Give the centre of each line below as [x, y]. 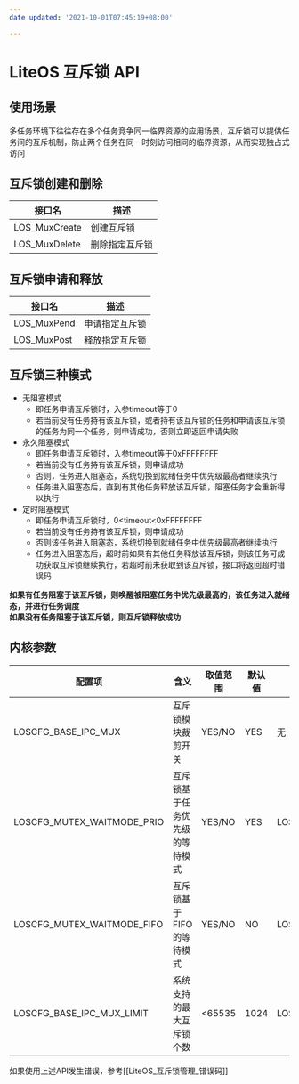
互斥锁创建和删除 [56, 184]
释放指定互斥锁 [115, 341]
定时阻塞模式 [45, 509]
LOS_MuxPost [43, 340]
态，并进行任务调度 [44, 606]
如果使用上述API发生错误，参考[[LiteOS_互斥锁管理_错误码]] [119, 1071]
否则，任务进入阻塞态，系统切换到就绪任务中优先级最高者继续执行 [156, 476]
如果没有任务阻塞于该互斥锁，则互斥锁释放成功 [95, 617]
